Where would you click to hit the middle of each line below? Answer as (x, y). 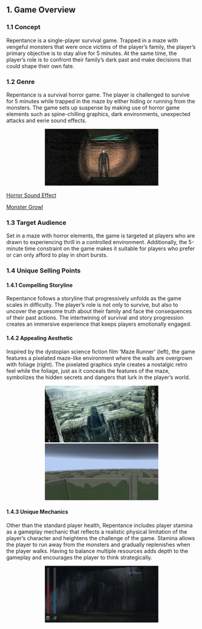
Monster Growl (25, 207)
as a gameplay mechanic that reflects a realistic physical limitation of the (97, 532)
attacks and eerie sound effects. (47, 120)
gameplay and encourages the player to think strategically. (79, 557)
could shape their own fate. (40, 66)
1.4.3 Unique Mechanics (37, 512)
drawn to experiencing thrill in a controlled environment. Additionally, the (97, 242)
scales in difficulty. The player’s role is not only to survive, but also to (92, 305)
